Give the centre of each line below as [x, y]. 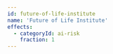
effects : [20, 27]
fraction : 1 [37, 40]
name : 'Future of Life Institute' [58, 20]
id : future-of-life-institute [52, 14]
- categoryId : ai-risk [47, 33]
